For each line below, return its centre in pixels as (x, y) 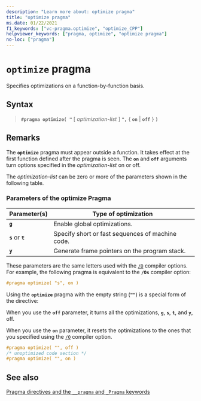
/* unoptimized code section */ (46, 353)
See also (22, 377)
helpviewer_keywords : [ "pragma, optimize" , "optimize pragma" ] (87, 34)
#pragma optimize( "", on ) (41, 359)
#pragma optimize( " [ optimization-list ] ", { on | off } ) (89, 119)
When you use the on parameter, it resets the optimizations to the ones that (99, 330)
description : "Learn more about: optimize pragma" (71, 12)
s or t (17, 237)
